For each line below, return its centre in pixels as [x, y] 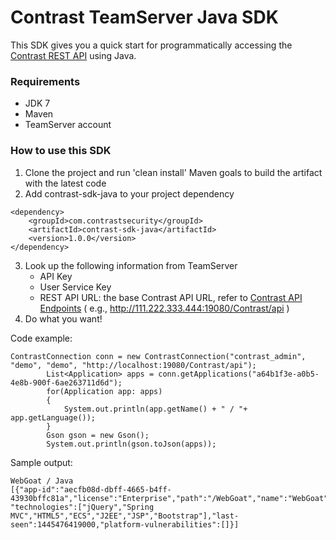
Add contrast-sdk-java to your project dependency [129, 193]
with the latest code [65, 183]
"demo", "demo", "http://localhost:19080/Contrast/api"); [133, 365]
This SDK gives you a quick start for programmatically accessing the [151, 45]
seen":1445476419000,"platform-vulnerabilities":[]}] [125, 524]
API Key [56, 276]
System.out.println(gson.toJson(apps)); [131, 444]
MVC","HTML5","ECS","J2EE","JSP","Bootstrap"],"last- [125, 516]
